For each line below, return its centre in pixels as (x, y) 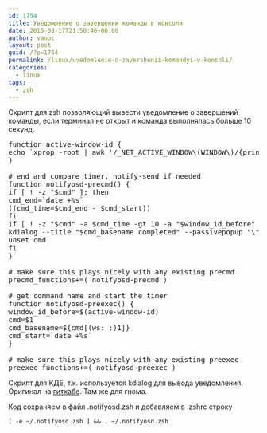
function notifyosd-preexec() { (71, 304)
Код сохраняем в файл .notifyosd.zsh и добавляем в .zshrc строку (120, 407)
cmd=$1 (21, 320)
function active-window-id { (65, 145)
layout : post (30, 45)
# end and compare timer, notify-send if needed (104, 177)
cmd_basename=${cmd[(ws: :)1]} (69, 328)
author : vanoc (32, 38)
